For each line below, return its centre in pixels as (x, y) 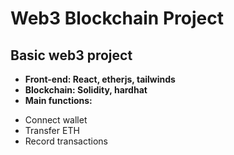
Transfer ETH (52, 130)
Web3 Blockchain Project (117, 18)
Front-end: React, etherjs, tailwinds (100, 79)
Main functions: (58, 100)
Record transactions (66, 141)
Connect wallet (56, 120)
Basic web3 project (71, 55)
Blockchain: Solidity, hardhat (86, 90)
